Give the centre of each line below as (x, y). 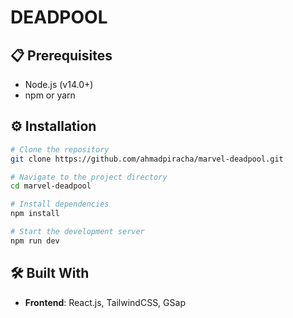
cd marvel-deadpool (51, 186)
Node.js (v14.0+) (59, 84)
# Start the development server (77, 232)
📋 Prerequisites (61, 55)
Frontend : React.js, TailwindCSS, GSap (105, 302)
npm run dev (35, 241)
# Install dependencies (60, 204)
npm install (35, 214)
